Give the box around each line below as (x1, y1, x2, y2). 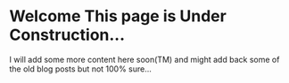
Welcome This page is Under (9, 6, 227, 26)
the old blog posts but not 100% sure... (9, 64, 152, 74)
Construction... (9, 25, 126, 45)
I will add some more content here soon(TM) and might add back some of (9, 54, 280, 64)
